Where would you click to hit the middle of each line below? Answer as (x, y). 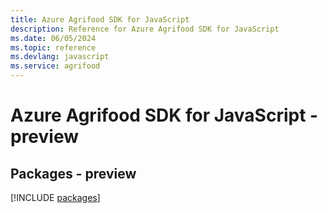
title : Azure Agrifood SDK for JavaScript (100, 19)
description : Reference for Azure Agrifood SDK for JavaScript (145, 29)
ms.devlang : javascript (60, 57)
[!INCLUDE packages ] (55, 197)
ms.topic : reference (53, 47)
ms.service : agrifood (55, 66)
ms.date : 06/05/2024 (53, 38)
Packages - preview (73, 173)
